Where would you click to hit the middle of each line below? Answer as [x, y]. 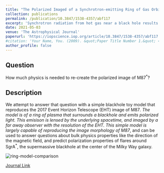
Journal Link [18, 165]
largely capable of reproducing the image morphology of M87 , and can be [80, 130]
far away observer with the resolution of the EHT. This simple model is [76, 125]
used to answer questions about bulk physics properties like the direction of [82, 135]
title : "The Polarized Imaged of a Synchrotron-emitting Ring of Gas [78, 9]
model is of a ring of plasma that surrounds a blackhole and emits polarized [82, 115]
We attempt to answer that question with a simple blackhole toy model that [80, 104]
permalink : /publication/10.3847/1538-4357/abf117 [58, 18]
